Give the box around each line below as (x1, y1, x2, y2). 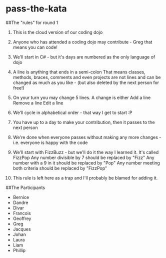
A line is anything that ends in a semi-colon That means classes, (12, 68, 145, 75)
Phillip (12, 247, 26, 253)
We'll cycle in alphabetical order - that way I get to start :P (12, 109, 132, 115)
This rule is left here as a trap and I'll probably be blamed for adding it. (12, 174, 158, 180)
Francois (12, 210, 31, 216)
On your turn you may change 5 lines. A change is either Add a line (12, 94, 151, 100)
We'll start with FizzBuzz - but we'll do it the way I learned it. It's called (12, 149, 159, 155)
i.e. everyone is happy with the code (12, 139, 88, 145)
